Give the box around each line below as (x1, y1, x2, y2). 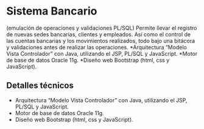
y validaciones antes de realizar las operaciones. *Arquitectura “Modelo (6, 44, 187, 51)
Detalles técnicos (6, 81, 74, 91)
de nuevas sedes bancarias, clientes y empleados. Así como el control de (6, 30, 191, 38)
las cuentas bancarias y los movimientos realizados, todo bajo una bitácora (6, 37, 195, 44)
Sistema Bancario (6, 4, 97, 18)
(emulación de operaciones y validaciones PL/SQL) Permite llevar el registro (6, 24, 197, 31)
